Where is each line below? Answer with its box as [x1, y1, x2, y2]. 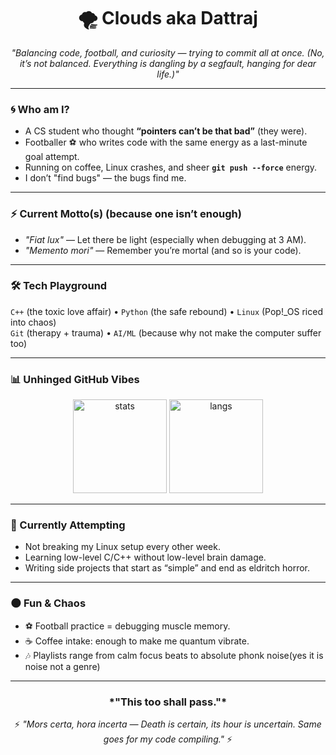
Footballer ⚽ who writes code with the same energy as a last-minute [24, 136, 308, 149]
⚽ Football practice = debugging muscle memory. [24, 620, 231, 632]
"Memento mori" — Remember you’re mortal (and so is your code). [24, 244, 302, 256]
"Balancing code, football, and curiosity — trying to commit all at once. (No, [11, 46, 325, 59]
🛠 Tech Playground [10, 279, 108, 293]
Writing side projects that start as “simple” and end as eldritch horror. [24, 562, 310, 574]
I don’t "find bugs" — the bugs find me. [24, 172, 187, 184]
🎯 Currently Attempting [10, 518, 126, 532]
